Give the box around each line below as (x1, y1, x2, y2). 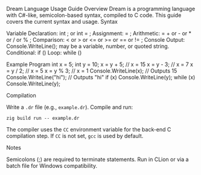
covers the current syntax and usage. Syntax (6, 18, 118, 25)
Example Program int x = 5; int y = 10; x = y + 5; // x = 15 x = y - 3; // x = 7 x (6, 61, 193, 68)
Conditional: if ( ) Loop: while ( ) (6, 49, 82, 56)
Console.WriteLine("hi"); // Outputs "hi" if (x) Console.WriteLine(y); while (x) (6, 74, 196, 81)
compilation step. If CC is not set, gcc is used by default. (6, 133, 144, 139)
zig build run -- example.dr (6, 115, 80, 121)
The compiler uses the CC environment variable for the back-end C (6, 126, 171, 133)
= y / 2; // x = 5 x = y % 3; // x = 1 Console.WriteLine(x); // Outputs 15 (6, 67, 177, 74)
